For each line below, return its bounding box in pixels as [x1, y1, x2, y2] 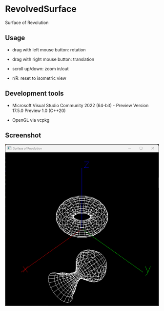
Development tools [5, 89, 64, 98]
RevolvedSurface [5, 3, 77, 15]
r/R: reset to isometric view [12, 75, 67, 81]
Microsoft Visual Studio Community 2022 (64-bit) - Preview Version [12, 102, 149, 108]
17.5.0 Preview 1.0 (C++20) [12, 108, 66, 113]
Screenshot [5, 131, 41, 139]
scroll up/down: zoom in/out [12, 66, 69, 71]
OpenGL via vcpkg [12, 117, 50, 123]
